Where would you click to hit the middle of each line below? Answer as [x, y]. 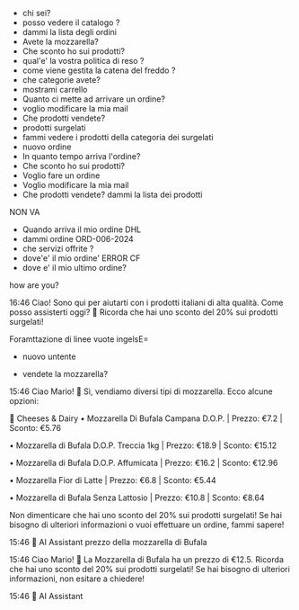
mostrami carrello [55, 90]
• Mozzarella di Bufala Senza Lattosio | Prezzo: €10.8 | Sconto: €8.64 [137, 498]
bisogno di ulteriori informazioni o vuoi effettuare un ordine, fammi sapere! [147, 525]
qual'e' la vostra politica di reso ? [83, 61]
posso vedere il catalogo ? [71, 22]
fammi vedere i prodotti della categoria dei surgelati [118, 137]
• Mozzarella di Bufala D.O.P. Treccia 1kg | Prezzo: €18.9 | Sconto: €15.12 [143, 445]
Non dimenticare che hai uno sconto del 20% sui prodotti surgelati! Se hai [146, 515]
